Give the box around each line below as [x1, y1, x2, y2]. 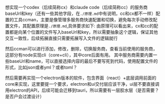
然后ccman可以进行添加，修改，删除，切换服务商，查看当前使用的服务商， [5, 46, 158, 52]
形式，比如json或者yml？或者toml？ [5, 64, 78, 70]
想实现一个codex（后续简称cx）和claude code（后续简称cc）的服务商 [5, 4, 148, 10]
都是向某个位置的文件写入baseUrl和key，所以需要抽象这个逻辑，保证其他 [9, 29, 158, 35]
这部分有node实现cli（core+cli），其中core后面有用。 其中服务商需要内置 [5, 52, 153, 58]
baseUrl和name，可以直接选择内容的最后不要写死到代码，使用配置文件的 [9, 58, 158, 64]
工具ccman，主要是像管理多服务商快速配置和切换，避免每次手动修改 [13, 17, 153, 22]
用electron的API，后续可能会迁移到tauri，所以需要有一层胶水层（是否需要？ [5, 87, 159, 93]
